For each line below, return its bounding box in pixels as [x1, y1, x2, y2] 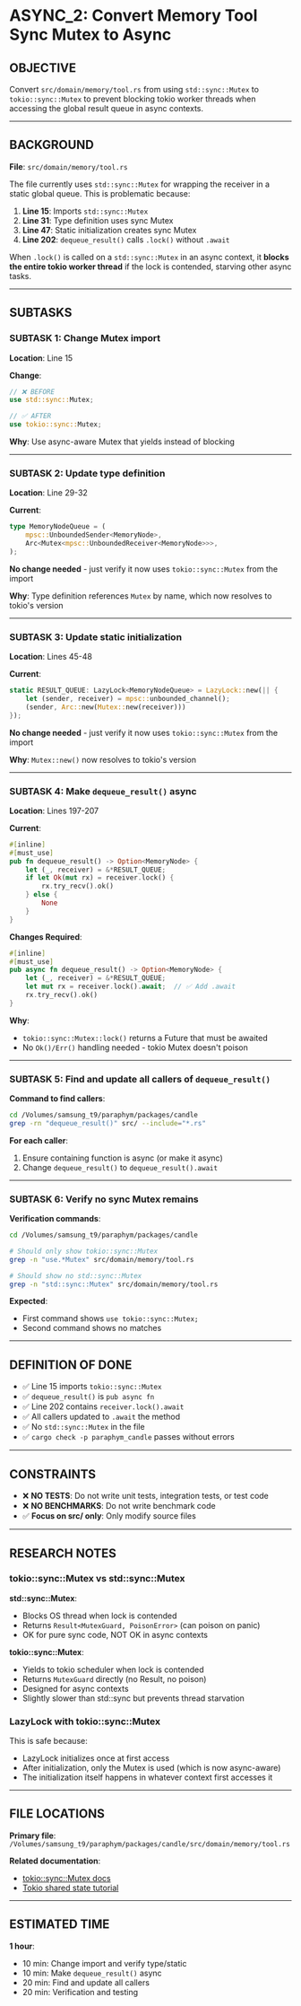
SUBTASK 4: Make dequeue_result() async [9, 784, 197, 797]
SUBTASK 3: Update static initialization [9, 630, 182, 643]
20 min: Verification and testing [21, 1986, 139, 1997]
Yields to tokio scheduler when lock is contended [21, 1664, 204, 1675]
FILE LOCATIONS [9, 1806, 105, 1822]
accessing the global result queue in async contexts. [9, 103, 204, 113]
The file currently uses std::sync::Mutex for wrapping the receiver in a [9, 179, 271, 189]
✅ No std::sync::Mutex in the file [21, 1422, 145, 1432]
